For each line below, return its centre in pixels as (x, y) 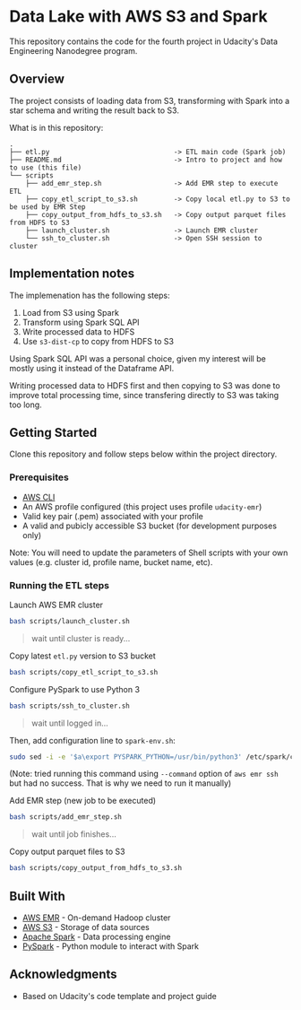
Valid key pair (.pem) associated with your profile (112, 516)
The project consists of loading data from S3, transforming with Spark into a (150, 100)
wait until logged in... (70, 723)
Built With (37, 896)
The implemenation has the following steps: (90, 295)
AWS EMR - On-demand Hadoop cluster (96, 918)
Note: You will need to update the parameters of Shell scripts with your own (149, 553)
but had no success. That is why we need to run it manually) (120, 783)
